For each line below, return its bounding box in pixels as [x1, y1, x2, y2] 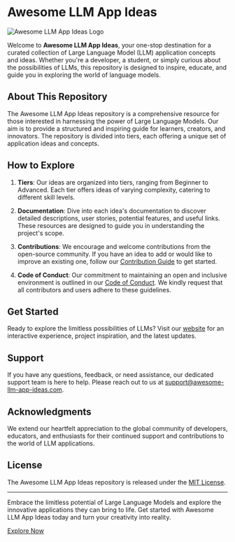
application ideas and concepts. [7, 139, 99, 148]
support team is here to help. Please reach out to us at [7, 378, 164, 387]
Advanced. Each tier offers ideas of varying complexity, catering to [17, 185, 211, 194]
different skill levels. [17, 193, 76, 201]
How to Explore [7, 159, 75, 171]
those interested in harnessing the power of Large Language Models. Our [7, 117, 219, 125]
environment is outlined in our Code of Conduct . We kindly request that [17, 278, 223, 287]
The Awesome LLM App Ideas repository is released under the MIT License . [7, 478, 226, 486]
